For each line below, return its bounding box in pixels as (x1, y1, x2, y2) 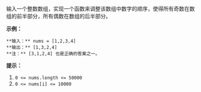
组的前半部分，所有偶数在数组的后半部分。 (6, 12, 111, 20)
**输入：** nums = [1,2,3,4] (6, 38, 77, 44)
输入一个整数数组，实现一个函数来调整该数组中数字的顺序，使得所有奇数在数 (6, 5, 195, 12)
